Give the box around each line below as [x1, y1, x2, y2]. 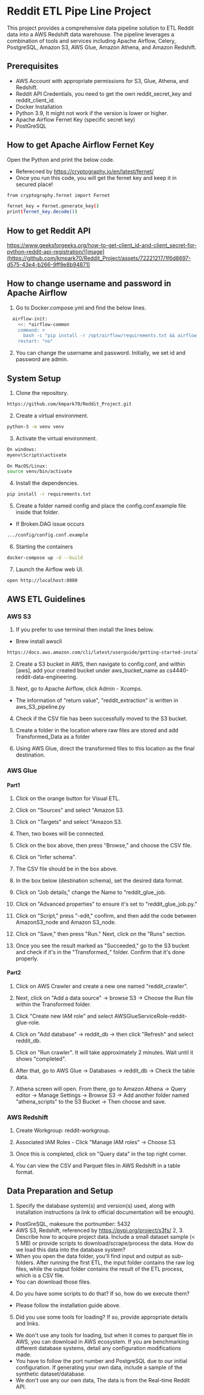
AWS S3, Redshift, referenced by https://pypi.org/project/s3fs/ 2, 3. [15, 1227, 184, 1234]
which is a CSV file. [15, 1271, 64, 1279]
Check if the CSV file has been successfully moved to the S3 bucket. [15, 715, 188, 722]
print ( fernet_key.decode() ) [7, 209, 78, 215]
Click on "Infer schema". [15, 853, 77, 861]
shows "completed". [15, 1055, 67, 1062]
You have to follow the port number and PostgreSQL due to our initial [15, 1357, 188, 1364]
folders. [15, 1259, 35, 1266]
